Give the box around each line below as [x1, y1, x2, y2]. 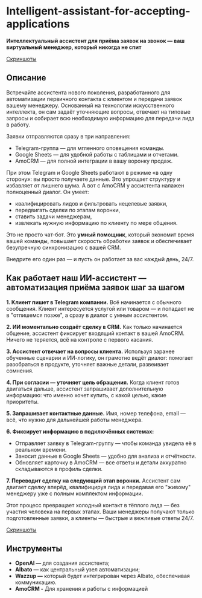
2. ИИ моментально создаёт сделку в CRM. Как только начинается [6, 323, 183, 330]
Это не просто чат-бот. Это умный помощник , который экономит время [6, 231, 194, 238]
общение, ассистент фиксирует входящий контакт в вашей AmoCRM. [6, 330, 185, 337]
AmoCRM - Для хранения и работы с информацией [14, 585, 148, 593]
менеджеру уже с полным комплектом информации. [6, 490, 144, 497]
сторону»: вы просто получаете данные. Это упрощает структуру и [6, 175, 181, 183]
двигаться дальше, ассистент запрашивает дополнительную [6, 385, 163, 392]
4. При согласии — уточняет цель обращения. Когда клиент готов [6, 379, 180, 386]
